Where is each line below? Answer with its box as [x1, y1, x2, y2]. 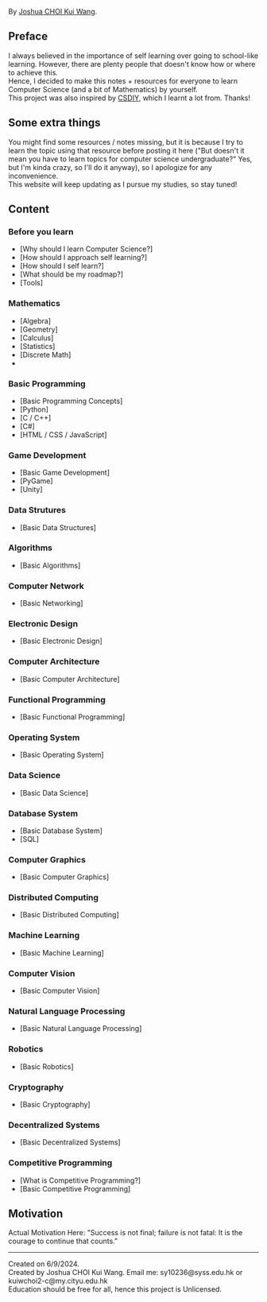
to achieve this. [8, 68, 58, 77]
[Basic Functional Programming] [19, 711, 126, 722]
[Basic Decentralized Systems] [19, 1137, 121, 1147]
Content [8, 203, 50, 216]
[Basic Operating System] [19, 750, 105, 760]
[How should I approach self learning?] [19, 253, 148, 262]
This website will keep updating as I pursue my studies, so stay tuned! [8, 179, 238, 189]
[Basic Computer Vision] [19, 986, 100, 996]
